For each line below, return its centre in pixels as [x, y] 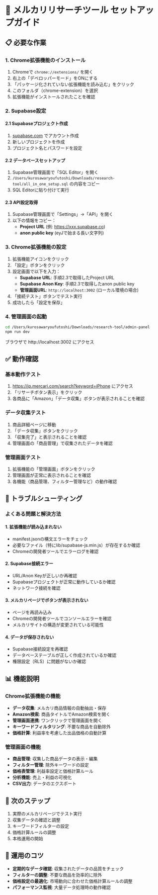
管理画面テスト [23, 457]
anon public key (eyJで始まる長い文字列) [62, 233]
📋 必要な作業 [26, 43]
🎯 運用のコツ [24, 856]
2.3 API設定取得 [22, 202]
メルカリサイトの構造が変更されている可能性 [58, 625]
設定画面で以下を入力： [36, 271]
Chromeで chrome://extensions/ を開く [53, 72]
